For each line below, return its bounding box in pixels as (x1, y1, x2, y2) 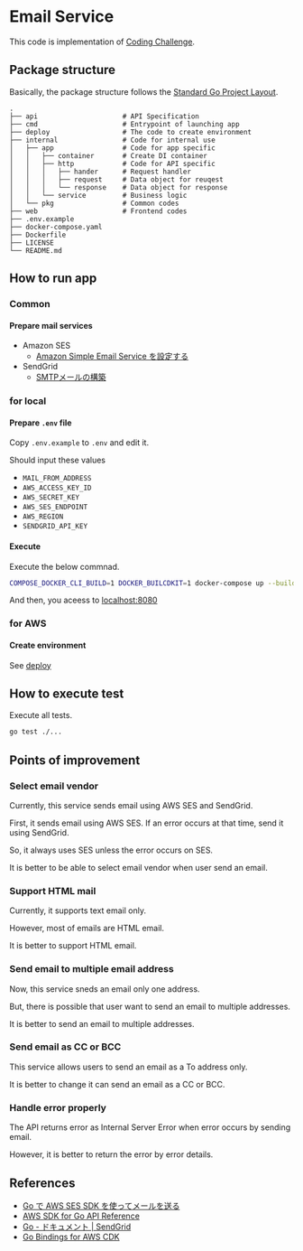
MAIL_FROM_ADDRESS (22, 474, 92, 483)
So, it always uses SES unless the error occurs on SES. (9, 845, 214, 855)
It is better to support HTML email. (9, 940, 137, 951)
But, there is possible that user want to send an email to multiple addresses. (9, 1001, 291, 1012)
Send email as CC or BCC (9, 1041, 122, 1053)
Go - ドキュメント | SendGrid (22, 1221, 132, 1232)
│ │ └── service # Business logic (9, 191, 188, 200)
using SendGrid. (9, 826, 69, 837)
